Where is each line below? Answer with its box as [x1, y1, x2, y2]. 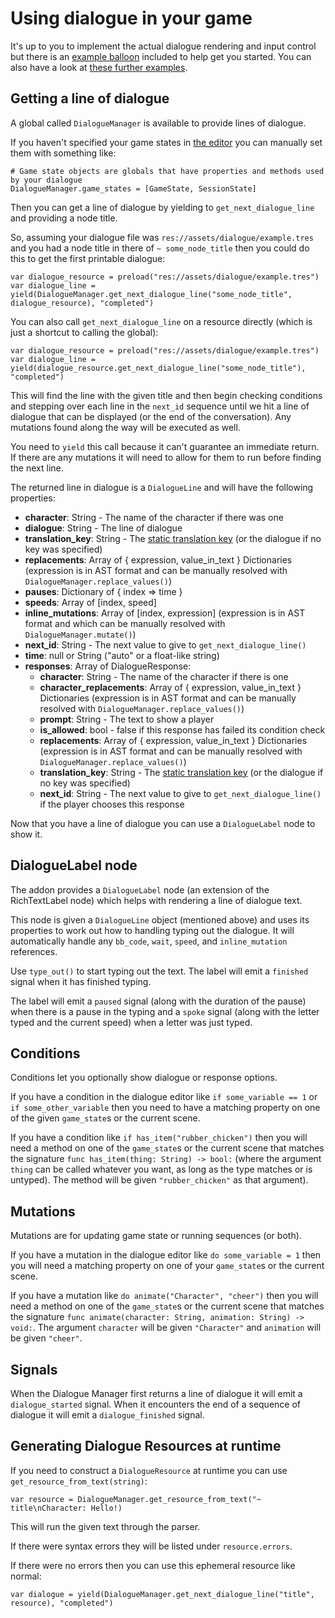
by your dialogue [10, 175, 83, 185]
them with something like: [10, 147, 117, 159]
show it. [10, 828, 43, 840]
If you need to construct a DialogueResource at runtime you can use [10, 1464, 288, 1476]
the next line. [10, 462, 64, 474]
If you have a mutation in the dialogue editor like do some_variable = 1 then [10, 1249, 322, 1261]
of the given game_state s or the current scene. [10, 1112, 201, 1124]
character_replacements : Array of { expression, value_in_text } [39, 681, 302, 693]
